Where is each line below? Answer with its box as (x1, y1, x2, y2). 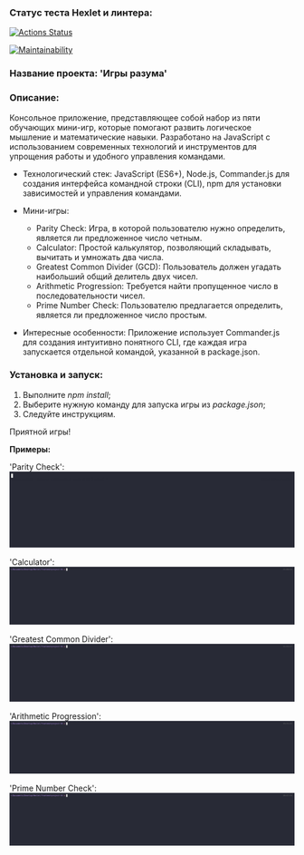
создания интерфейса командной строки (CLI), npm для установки (22, 178, 282, 189)
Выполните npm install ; (22, 389, 111, 400)
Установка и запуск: (9, 369, 104, 382)
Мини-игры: (22, 205, 70, 216)
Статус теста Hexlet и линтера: (9, 6, 153, 19)
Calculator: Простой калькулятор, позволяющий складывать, (35, 242, 271, 253)
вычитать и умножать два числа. (35, 251, 165, 262)
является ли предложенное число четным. (35, 232, 203, 243)
